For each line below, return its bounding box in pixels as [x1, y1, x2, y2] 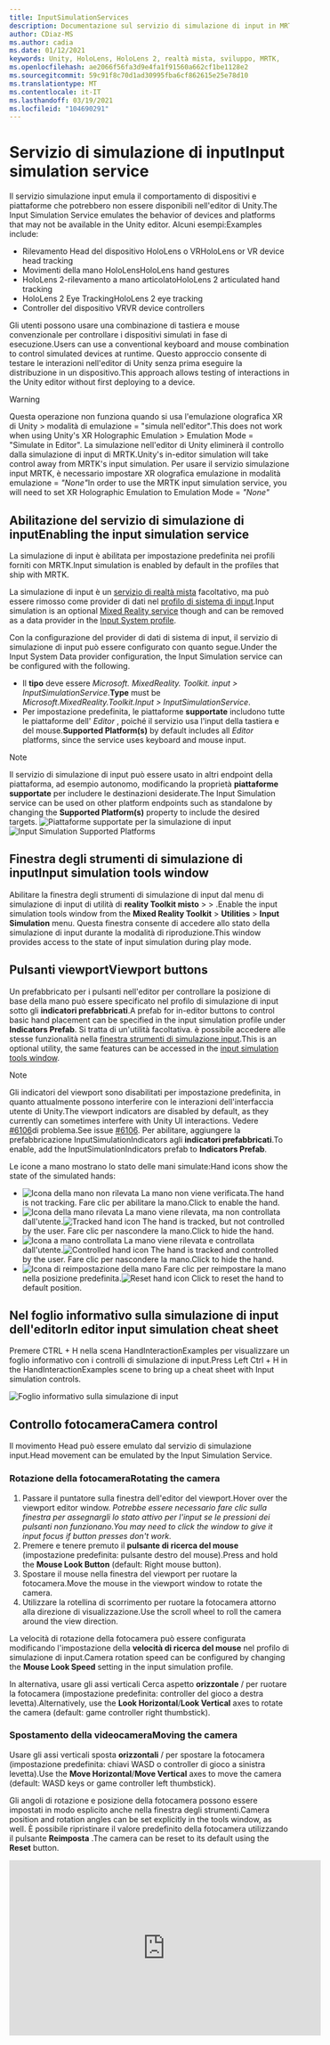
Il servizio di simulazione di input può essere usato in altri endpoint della [9, 770, 273, 779]
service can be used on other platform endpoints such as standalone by [9, 798, 273, 808]
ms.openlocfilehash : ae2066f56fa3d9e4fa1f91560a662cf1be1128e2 [9, 63, 249, 72]
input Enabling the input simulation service [9, 526, 250, 542]
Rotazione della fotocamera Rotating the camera [9, 1472, 221, 1485]
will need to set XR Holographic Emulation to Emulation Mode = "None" [9, 487, 270, 498]
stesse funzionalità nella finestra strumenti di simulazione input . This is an [9, 1033, 278, 1044]
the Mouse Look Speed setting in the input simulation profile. [9, 1661, 234, 1672]
